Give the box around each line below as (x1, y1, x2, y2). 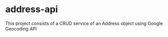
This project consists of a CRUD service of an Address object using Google (5, 20, 163, 26)
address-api (5, 4, 58, 15)
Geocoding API (5, 25, 37, 31)
